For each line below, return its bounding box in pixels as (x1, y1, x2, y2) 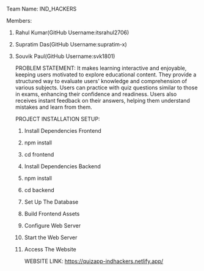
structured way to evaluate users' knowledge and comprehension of (15, 78, 188, 84)
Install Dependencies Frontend (24, 127, 102, 134)
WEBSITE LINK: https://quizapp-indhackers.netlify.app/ (24, 258, 164, 265)
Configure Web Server (24, 222, 81, 229)
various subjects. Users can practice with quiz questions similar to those (15, 84, 198, 91)
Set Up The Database (24, 198, 79, 206)
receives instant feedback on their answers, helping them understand (15, 97, 191, 104)
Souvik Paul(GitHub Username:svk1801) (15, 53, 115, 60)
